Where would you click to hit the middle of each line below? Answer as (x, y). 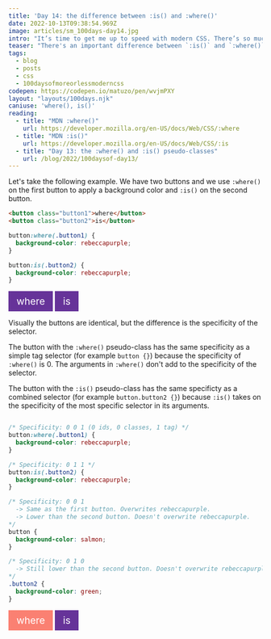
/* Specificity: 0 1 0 (46, 561)
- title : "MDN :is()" (52, 136)
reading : (23, 114)
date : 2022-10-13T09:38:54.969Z (63, 23)
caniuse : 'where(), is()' (52, 106)
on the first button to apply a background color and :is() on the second (128, 190)
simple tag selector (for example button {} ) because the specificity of (125, 355)
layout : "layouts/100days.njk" (61, 99)
